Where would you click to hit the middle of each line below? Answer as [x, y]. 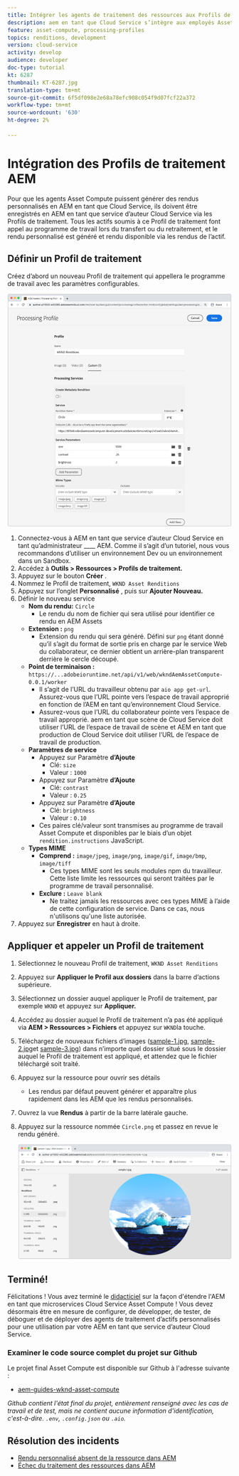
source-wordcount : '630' [44, 113]
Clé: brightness [72, 810]
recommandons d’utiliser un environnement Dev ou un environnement [120, 553]
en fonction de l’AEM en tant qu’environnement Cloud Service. [130, 704]
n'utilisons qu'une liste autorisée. [98, 916]
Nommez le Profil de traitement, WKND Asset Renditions [99, 583]
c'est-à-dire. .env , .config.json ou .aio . [67, 1418]
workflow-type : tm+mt [39, 105]
